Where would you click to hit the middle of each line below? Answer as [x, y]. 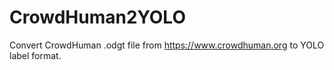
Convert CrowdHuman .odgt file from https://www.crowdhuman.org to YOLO [167, 45]
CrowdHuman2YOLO [97, 17]
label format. [35, 55]
